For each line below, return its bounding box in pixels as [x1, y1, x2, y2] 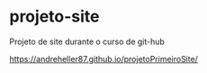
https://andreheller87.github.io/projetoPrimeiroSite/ [9, 53, 198, 64]
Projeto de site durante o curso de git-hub [9, 36, 165, 47]
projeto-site [9, 6, 100, 27]
